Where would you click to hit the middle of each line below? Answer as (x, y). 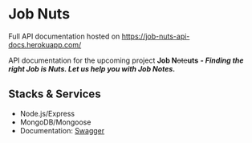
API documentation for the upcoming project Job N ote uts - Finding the (126, 60)
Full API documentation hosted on (64, 36)
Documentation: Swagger (62, 130)
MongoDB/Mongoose (55, 122)
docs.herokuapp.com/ (45, 44)
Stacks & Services (55, 94)
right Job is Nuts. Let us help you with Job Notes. (92, 68)
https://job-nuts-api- (156, 36)
